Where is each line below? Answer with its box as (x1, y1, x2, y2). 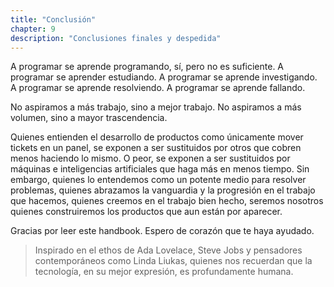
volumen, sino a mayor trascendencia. (10, 112, 168, 124)
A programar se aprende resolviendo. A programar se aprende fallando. (10, 82, 306, 94)
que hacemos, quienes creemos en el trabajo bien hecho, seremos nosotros (10, 195, 324, 207)
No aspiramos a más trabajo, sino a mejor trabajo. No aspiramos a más (10, 101, 302, 113)
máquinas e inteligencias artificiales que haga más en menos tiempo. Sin (10, 163, 310, 175)
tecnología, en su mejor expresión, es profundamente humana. (34, 266, 294, 278)
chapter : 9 (10, 24, 56, 34)
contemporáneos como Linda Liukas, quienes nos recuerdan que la (34, 255, 313, 267)
